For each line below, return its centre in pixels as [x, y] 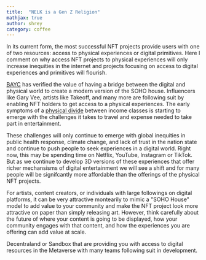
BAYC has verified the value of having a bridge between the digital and [96, 85]
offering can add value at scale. [46, 232]
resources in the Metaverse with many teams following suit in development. [102, 250]
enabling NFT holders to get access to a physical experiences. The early [98, 104]
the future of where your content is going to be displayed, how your [92, 219]
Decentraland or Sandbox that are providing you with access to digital [95, 244]
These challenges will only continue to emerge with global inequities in [96, 136]
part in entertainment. [34, 124]
